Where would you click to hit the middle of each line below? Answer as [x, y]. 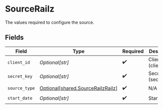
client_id [19, 62]
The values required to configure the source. [50, 22]
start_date [20, 98]
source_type [21, 88]
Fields [15, 38]
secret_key [20, 76]
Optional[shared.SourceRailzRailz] [79, 88]
